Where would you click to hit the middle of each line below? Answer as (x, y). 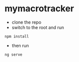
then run (20, 45)
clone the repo (26, 22)
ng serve (13, 55)
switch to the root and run (38, 27)
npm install (17, 36)
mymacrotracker (39, 9)
